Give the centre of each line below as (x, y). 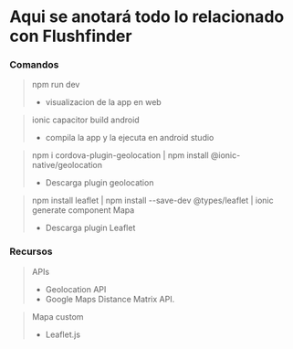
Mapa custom (58, 316)
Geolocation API (76, 289)
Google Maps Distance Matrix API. (110, 299)
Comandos (34, 65)
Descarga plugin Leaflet (90, 228)
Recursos (31, 251)
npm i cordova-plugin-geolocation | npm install (120, 155)
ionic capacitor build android (85, 120)
